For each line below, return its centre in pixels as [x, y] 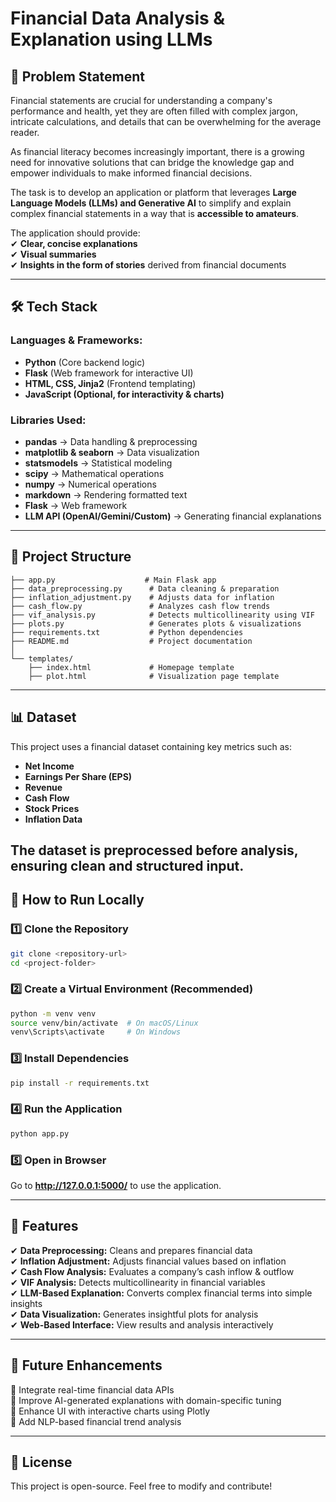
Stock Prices [52, 808]
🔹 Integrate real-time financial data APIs [92, 1389]
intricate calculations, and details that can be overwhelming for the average [166, 121]
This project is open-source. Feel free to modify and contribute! [141, 1486]
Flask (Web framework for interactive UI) [109, 373]
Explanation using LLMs [111, 39]
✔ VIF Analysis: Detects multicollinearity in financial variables [138, 1282]
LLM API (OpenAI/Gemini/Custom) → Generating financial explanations [173, 516]
